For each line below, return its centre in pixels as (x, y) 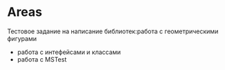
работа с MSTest (42, 59)
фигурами (22, 38)
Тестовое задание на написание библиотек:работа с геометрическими (113, 31)
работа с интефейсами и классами (69, 52)
